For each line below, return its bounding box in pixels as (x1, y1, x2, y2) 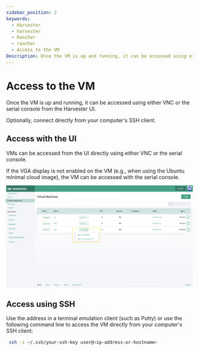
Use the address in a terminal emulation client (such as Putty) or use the (6, 315, 182, 322)
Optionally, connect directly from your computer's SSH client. (6, 116, 156, 123)
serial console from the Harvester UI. (6, 105, 97, 112)
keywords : (6, 15, 31, 22)
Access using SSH (6, 299, 75, 309)
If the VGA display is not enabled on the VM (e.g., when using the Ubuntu (6, 167, 185, 174)
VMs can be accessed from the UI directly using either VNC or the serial (6, 149, 182, 157)
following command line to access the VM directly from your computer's (6, 321, 182, 328)
